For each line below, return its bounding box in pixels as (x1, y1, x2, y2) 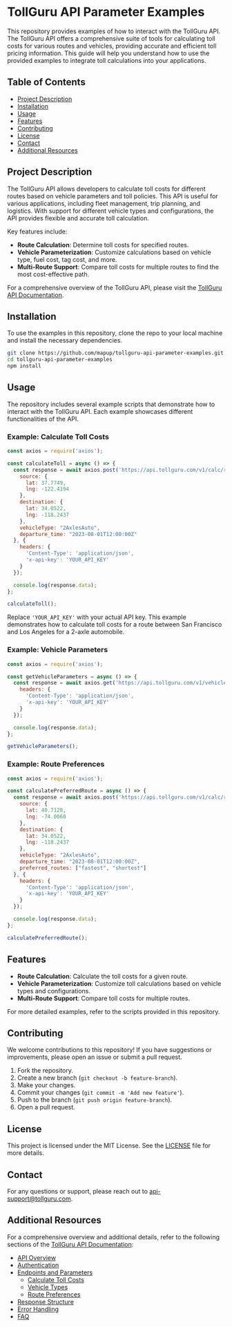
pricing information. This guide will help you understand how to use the (7, 49, 210, 57)
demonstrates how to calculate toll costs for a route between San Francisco (7, 620, 222, 629)
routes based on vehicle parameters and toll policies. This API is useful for (7, 191, 219, 200)
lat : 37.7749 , (25, 479, 67, 486)
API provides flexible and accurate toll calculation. (7, 213, 150, 222)
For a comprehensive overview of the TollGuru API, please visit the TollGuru (7, 283, 222, 292)
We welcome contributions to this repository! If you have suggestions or (7, 1046, 212, 1054)
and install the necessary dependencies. (7, 336, 123, 345)
